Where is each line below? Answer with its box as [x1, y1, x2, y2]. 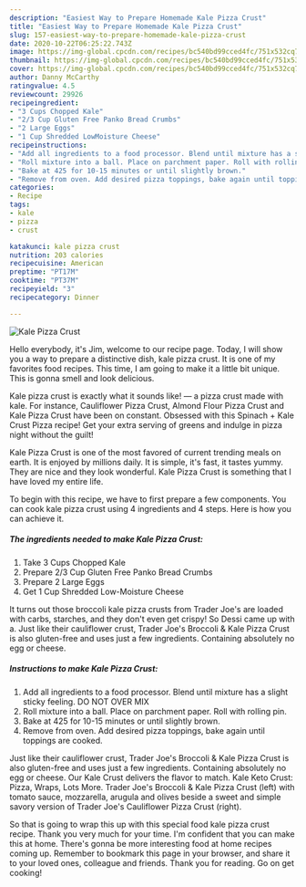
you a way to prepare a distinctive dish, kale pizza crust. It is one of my [9, 353, 276, 364]
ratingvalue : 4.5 [9, 81, 76, 90]
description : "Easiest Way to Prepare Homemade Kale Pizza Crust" [9, 13, 267, 23]
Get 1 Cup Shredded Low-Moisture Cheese [22, 586, 184, 597]
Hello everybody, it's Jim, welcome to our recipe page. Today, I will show [9, 343, 283, 354]
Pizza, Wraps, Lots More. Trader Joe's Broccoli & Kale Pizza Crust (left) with [9, 781, 295, 792]
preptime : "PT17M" [9, 267, 79, 277]
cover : [9, 65, 35, 74]
